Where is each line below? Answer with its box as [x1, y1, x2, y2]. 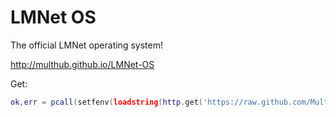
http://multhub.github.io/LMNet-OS [10, 58, 155, 70]
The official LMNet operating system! [10, 39, 163, 51]
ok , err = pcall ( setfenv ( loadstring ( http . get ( [10, 97, 203, 107]
